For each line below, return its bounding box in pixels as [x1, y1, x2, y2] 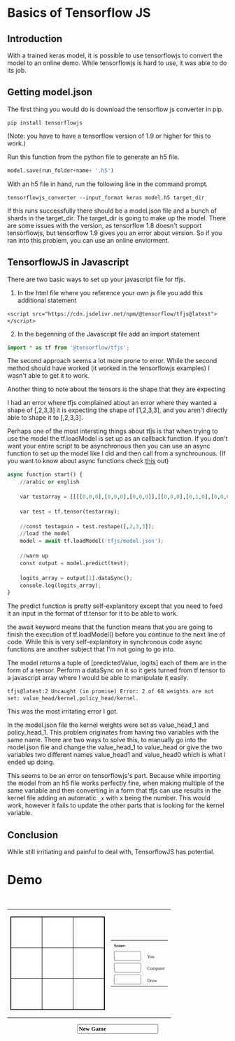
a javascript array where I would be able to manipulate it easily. [7, 674, 189, 682]
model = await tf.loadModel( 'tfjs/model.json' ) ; [20, 537, 164, 545]
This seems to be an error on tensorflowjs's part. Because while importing [7, 772, 221, 780]
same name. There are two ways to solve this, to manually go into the [7, 736, 208, 744]
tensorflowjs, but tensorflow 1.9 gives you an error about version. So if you [7, 229, 222, 237]
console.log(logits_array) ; [20, 582, 101, 589]
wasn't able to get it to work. [7, 371, 90, 380]
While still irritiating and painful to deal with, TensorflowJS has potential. [7, 848, 215, 856]
